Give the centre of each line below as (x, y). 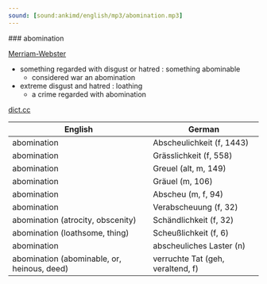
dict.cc (19, 109)
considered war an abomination (83, 77)
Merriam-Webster (37, 53)
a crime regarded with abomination (89, 94)
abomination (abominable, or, (67, 259)
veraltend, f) (176, 268)
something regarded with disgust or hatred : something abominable (130, 69)
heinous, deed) (41, 268)
